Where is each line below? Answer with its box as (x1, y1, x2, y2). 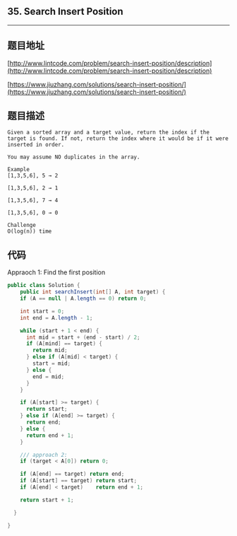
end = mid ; (32, 373, 65, 380)
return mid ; (32, 346, 68, 354)
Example (7, 166, 30, 173)
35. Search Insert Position (7, 6, 123, 18)
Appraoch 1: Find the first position (7, 268, 106, 276)
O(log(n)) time (7, 228, 52, 235)
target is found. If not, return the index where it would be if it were (7, 135, 229, 142)
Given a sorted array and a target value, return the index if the (7, 129, 210, 136)
